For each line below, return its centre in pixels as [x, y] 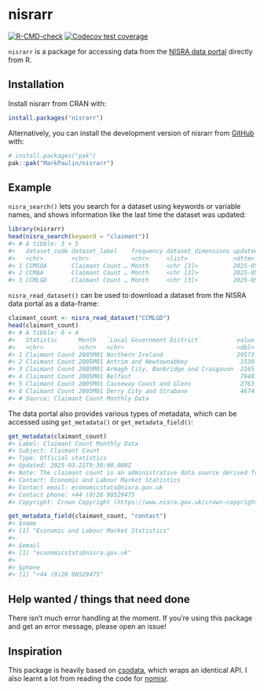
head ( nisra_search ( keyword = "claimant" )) [79, 237]
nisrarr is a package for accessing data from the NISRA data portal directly [130, 51]
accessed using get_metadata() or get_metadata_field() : [101, 421]
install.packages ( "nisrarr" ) [56, 118]
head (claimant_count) [44, 325]
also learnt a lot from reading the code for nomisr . [88, 678]
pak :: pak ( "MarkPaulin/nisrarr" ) [61, 163]
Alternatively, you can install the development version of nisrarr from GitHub [131, 133]
